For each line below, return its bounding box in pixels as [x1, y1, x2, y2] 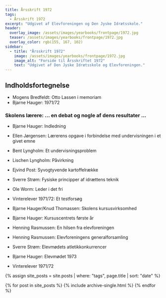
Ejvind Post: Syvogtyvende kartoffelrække [12, 167, 98, 173]
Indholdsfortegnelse [5, 81, 70, 89]
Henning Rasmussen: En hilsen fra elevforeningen [12, 224, 114, 231]
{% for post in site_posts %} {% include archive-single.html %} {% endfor [5, 283, 156, 289]
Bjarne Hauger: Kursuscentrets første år [12, 215, 94, 221]
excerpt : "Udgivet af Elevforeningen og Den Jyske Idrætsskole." [5, 21, 143, 26]
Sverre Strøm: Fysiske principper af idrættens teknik [12, 177, 119, 183]
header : [5, 26, 21, 31]
